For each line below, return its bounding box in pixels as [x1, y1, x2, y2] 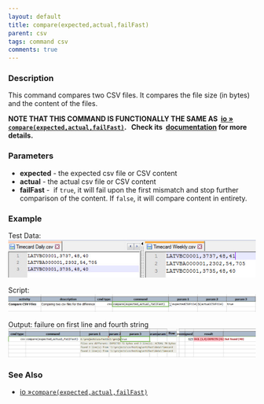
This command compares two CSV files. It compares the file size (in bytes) [8, 90, 250, 100]
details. [8, 130, 34, 141]
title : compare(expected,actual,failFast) [8, 20, 149, 29]
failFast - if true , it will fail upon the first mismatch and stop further [19, 185, 239, 194]
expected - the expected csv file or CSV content [19, 168, 178, 178]
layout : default [8, 13, 61, 20]
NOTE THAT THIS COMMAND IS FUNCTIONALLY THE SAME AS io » [8, 114, 233, 123]
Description [8, 73, 54, 84]
